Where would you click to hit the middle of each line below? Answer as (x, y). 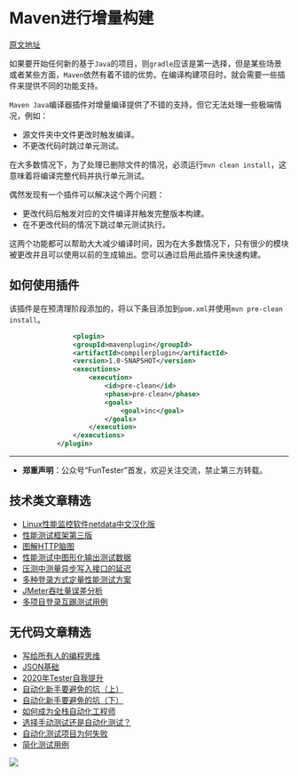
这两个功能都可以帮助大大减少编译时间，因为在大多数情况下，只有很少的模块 (149, 243)
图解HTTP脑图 (48, 546)
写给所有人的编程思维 (61, 655)
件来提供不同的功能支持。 (56, 85)
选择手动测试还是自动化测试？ (76, 722)
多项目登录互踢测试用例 (65, 602)
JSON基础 (41, 667)
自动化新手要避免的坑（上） (73, 689)
